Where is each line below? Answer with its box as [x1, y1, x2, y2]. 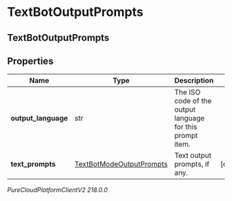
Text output [174, 150, 212, 160]
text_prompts [10, 159, 56, 169]
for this [174, 122, 197, 132]
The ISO [174, 87, 201, 97]
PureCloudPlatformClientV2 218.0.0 [7, 186, 108, 194]
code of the [174, 96, 212, 106]
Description [174, 76, 214, 85]
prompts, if [174, 159, 210, 169]
